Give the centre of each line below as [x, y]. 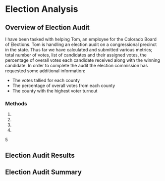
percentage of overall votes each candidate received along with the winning [82, 60]
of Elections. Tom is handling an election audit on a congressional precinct [81, 45]
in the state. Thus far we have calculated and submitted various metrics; [79, 50]
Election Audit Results [40, 155]
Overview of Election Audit [48, 27]
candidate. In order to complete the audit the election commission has [77, 66]
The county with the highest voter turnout [55, 91]
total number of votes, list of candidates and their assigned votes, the [76, 55]
